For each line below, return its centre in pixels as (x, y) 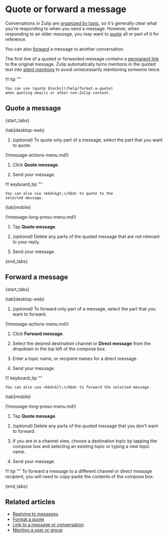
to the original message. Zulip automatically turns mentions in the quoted (80, 64)
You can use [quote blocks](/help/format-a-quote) (59, 88)
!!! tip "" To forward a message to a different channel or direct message (79, 471)
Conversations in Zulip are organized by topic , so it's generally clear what (81, 23)
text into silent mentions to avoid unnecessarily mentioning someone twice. (83, 69)
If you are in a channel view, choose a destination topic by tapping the (85, 441)
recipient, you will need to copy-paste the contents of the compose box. (80, 476)
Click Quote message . (36, 165)
